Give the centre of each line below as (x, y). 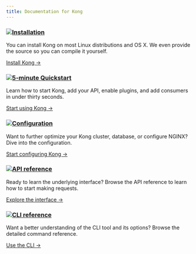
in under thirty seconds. (35, 97)
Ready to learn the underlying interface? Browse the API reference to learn (97, 182)
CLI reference (32, 215)
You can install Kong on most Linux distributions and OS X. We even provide (98, 45)
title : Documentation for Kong (44, 11)
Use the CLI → (24, 245)
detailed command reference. (42, 234)
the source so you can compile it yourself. (57, 51)
